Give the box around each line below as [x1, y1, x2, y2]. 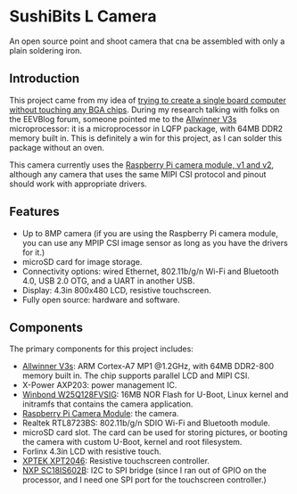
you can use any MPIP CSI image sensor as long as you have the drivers [21, 237, 288, 248]
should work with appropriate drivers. [9, 178, 147, 189]
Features [9, 204, 60, 219]
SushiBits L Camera [9, 6, 157, 27]
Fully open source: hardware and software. [21, 294, 180, 305]
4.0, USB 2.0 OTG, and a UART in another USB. [21, 275, 195, 286]
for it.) [21, 247, 45, 258]
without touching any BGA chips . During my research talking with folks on [9, 104, 280, 115]
